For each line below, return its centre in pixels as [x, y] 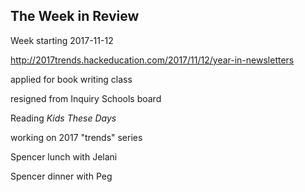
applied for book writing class [71, 79]
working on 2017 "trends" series [76, 137]
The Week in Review [75, 16]
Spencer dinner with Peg [61, 176]
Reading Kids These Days [63, 118]
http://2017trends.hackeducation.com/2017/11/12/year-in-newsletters [152, 60]
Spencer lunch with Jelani [64, 156]
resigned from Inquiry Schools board [86, 98]
